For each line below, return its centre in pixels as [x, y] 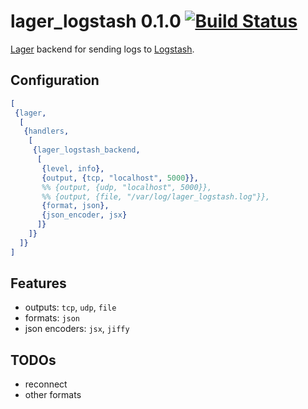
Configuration [55, 80]
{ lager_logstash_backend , [86, 150]
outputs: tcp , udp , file [70, 307]
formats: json [52, 318]
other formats [53, 395]
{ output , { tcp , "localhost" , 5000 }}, [120, 178]
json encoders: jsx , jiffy [77, 329]
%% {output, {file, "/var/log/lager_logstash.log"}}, [156, 196]
